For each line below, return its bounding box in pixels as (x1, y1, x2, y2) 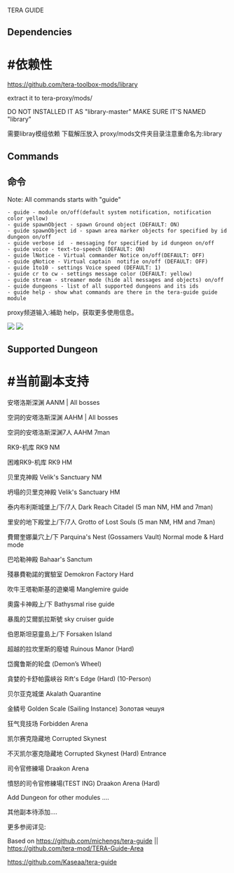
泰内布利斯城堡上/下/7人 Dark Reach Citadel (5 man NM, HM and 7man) (7, 503, 214, 511)
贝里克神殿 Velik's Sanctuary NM (7, 472, 102, 481)
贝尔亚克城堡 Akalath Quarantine (7, 689, 102, 698)
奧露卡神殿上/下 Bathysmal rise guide (7, 600, 115, 608)
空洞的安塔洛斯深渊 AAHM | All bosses (7, 413, 118, 421)
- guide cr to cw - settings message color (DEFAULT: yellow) (7, 270, 193, 277)
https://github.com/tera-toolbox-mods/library (7, 80, 138, 89)
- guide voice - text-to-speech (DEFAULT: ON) (7, 245, 146, 252)
